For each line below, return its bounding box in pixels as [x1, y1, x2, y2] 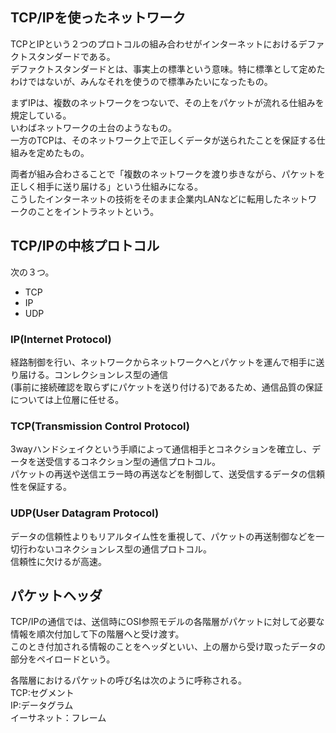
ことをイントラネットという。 [36, 205, 160, 217]
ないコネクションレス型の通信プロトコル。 [36, 543, 212, 555]
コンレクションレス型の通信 [53, 368, 168, 380]
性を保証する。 [10, 481, 72, 493]
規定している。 [10, 109, 72, 121]
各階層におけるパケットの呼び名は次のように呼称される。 [10, 674, 247, 687]
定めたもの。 [36, 146, 90, 158]
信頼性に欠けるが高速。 [10, 555, 107, 567]
